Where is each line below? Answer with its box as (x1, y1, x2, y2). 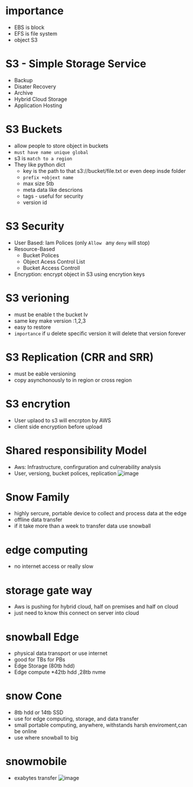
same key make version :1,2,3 (14, 317, 86, 324)
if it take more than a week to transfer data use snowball (14, 522, 151, 529)
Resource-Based (14, 245, 55, 252)
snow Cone (5, 689, 63, 703)
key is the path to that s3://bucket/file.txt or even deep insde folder (22, 167, 187, 174)
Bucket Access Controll (22, 264, 80, 271)
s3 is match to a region (14, 155, 73, 162)
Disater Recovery (14, 83, 57, 90)
